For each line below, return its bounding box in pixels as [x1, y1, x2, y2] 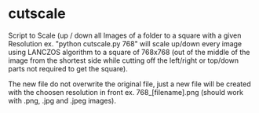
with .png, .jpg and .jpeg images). [8, 96, 116, 105]
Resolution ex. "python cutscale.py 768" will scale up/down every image [8, 38, 243, 48]
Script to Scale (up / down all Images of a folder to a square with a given [8, 31, 242, 40]
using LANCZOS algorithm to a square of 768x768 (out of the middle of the [8, 47, 250, 56]
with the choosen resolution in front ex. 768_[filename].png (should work [8, 87, 243, 97]
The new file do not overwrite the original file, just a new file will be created [8, 79, 251, 89]
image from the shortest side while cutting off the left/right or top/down [8, 56, 239, 65]
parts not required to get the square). [8, 64, 128, 73]
